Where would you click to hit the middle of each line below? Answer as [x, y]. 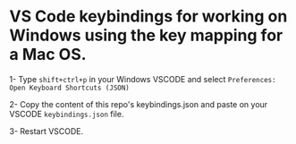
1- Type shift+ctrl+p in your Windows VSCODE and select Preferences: [143, 79]
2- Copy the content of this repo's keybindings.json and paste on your [139, 104]
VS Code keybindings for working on [148, 17]
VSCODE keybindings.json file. [67, 114]
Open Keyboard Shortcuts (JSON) [69, 88]
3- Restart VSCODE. [47, 131]
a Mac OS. [48, 55]
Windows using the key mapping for [146, 35]
